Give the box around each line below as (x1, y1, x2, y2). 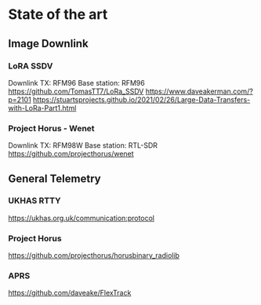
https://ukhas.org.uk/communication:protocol (8, 213, 155, 222)
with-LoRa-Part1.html (8, 103, 77, 112)
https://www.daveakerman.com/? (145, 86, 253, 96)
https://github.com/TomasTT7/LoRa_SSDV (8, 86, 144, 96)
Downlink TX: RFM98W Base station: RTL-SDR (8, 141, 158, 150)
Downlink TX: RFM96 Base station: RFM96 (8, 78, 145, 87)
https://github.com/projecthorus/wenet (8, 149, 135, 159)
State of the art (8, 6, 108, 24)
